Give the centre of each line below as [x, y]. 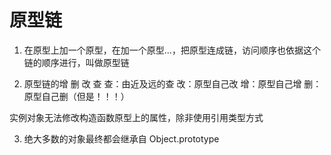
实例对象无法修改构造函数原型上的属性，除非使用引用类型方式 [136, 117]
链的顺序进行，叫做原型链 [76, 62]
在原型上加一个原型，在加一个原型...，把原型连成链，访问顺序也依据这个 [172, 50]
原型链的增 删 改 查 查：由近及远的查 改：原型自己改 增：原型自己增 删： [172, 83]
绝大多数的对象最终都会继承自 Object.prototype [121, 138]
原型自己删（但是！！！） [76, 96]
